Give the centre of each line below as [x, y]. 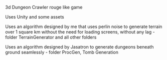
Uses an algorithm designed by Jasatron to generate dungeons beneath [79, 47]
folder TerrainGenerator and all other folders [51, 37]
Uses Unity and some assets [35, 17]
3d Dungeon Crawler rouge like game [44, 7]
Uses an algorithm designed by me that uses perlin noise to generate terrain [84, 26]
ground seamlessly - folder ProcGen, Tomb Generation [62, 52]
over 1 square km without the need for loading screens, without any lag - [80, 32]
